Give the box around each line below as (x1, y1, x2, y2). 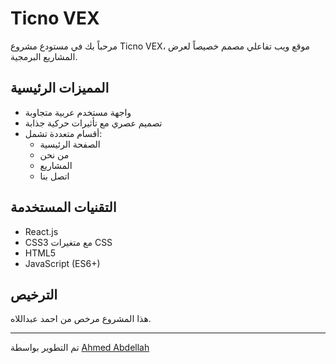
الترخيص (10, 286, 58, 303)
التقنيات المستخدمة (10, 199, 117, 216)
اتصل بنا (39, 170, 70, 182)
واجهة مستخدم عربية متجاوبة (24, 106, 132, 118)
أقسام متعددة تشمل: (24, 127, 103, 139)
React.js (24, 225, 59, 237)
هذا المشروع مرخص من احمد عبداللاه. (10, 313, 152, 325)
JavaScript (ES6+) (24, 257, 101, 269)
